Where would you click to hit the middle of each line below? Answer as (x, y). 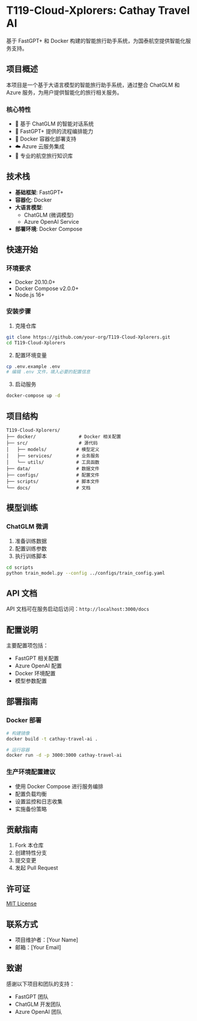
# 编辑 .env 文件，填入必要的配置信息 (48, 372)
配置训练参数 (31, 548)
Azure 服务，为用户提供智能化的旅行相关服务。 (64, 92)
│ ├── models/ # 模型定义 (53, 450)
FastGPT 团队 (32, 996)
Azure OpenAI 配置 (38, 666)
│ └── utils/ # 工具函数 (53, 463)
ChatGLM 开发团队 (38, 1004)
